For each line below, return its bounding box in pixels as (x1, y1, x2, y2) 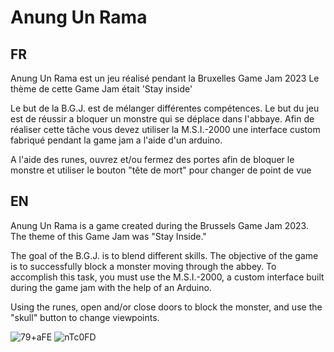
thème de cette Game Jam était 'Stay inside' (10, 83, 193, 95)
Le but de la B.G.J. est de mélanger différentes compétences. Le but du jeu (10, 102, 320, 114)
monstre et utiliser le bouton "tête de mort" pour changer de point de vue (10, 164, 312, 176)
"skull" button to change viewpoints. (10, 311, 160, 323)
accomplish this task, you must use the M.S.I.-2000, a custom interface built (10, 271, 325, 283)
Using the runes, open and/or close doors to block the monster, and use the (10, 301, 323, 313)
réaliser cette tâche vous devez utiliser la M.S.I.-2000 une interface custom (10, 124, 321, 135)
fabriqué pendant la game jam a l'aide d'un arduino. (10, 134, 223, 146)
